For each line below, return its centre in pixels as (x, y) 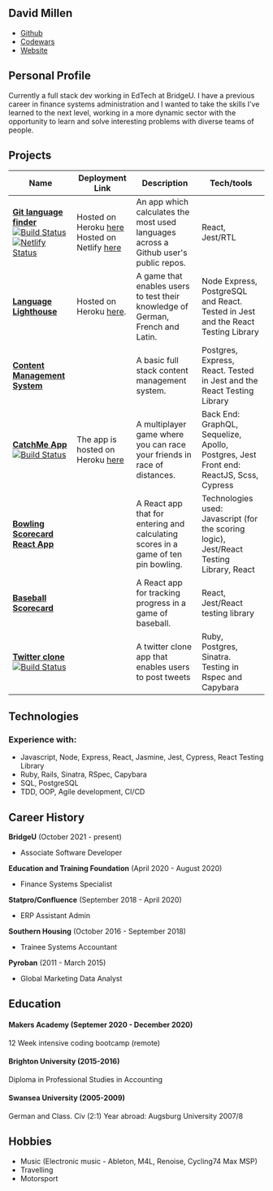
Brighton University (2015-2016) (64, 1061)
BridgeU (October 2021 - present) (65, 837)
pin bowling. (159, 565)
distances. (156, 475)
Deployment (103, 178)
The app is (97, 440)
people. (21, 130)
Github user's (162, 253)
